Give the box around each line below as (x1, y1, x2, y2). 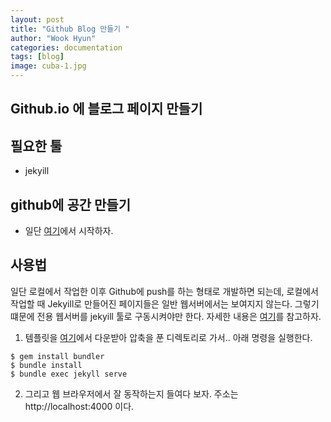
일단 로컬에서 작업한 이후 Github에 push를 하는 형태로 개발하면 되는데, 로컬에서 (10, 285, 319, 297)
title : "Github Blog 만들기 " (10, 24, 130, 34)
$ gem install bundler (10, 351, 105, 361)
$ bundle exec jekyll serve (10, 369, 128, 379)
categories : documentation (10, 42, 123, 53)
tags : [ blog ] (10, 52, 65, 62)
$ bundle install (10, 360, 83, 370)
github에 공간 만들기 (10, 196, 131, 213)
